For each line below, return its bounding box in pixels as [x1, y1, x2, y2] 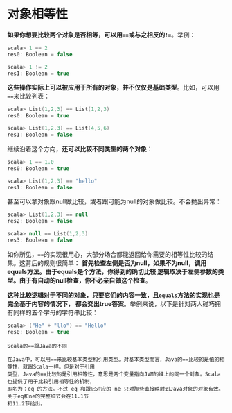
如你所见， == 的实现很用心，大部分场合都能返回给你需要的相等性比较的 [7, 250, 208, 258]
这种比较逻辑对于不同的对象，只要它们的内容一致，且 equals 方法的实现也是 [7, 291, 220, 299]
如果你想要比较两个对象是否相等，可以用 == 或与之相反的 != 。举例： [7, 31, 196, 39]
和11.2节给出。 [7, 400, 46, 407]
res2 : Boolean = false [7, 218, 73, 225]
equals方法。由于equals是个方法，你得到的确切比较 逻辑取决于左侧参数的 [7, 267, 218, 276]
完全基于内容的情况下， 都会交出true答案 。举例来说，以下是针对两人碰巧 [7, 299, 215, 307]
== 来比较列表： [7, 92, 51, 101]
